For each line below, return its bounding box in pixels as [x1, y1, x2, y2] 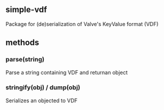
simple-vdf [5, 5, 47, 15]
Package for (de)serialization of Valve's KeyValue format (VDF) [5, 20, 159, 27]
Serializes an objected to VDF [5, 97, 78, 104]
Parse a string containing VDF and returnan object [5, 69, 128, 76]
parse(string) [5, 56, 45, 64]
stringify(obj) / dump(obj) [5, 83, 81, 92]
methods [5, 38, 40, 48]
